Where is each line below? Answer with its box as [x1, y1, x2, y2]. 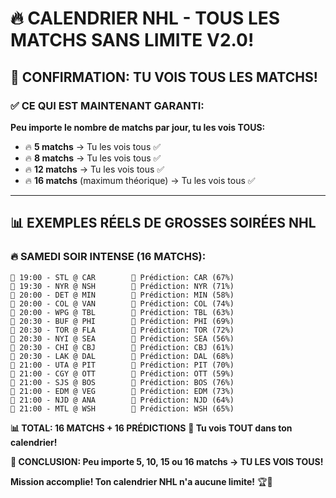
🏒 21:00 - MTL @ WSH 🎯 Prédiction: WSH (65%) [10, 403, 235, 414]
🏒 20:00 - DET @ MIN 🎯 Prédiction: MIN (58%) [10, 290, 235, 300]
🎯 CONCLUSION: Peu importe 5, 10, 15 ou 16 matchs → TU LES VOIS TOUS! [10, 455, 324, 467]
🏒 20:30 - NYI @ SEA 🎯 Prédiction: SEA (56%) [10, 333, 235, 344]
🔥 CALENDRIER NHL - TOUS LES [10, 7, 281, 30]
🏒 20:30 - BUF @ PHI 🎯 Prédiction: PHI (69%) [10, 316, 235, 326]
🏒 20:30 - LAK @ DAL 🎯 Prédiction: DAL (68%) [10, 351, 235, 361]
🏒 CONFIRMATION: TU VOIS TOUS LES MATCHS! [10, 68, 318, 86]
